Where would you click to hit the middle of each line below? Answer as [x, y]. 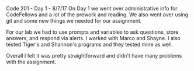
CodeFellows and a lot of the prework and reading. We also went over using [97, 15]
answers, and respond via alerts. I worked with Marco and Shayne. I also [93, 38]
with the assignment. [31, 62]
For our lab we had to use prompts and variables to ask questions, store [92, 32]
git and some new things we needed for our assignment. [74, 21]
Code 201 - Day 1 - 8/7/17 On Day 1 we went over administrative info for [92, 8]
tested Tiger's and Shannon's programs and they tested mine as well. [90, 44]
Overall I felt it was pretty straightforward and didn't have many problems [94, 56]
